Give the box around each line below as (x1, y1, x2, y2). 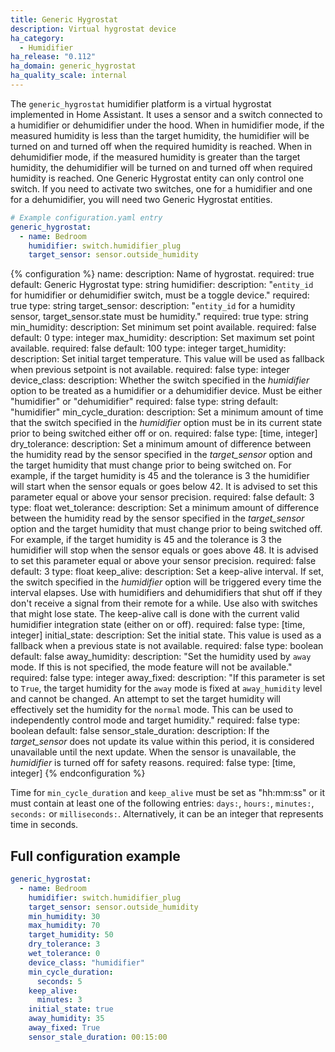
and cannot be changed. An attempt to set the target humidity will (10, 693, 281, 705)
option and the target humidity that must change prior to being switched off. (10, 523, 323, 535)
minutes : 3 (36, 995, 83, 1005)
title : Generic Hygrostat (10, 14, 118, 25)
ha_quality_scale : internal (10, 71, 128, 81)
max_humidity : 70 (28, 921, 101, 931)
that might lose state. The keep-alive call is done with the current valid (10, 608, 300, 620)
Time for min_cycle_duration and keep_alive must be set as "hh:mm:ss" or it (10, 787, 326, 799)
